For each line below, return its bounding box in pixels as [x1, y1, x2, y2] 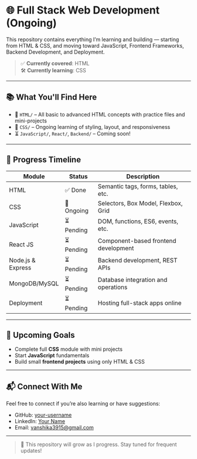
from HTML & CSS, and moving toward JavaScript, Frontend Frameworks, [6, 42, 184, 49]
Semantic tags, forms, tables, [97, 182, 178, 190]
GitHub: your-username [14, 411, 72, 418]
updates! [20, 447, 42, 454]
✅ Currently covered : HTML [20, 59, 90, 66]
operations [97, 283, 128, 291]
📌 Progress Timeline [6, 155, 81, 165]
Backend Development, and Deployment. [6, 48, 105, 55]
